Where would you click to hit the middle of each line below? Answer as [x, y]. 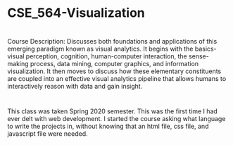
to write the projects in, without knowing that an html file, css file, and [108, 126]
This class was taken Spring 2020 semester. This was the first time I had [113, 111]
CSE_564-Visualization [76, 13]
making [18, 64]
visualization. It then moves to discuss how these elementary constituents [114, 71]
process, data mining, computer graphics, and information [114, 64]
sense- [199, 56]
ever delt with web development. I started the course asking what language [116, 118]
